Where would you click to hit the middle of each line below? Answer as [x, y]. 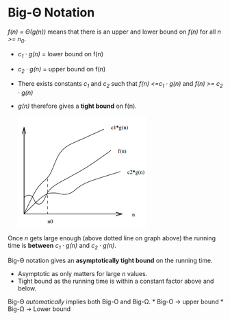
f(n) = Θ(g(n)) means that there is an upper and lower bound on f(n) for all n [115, 32]
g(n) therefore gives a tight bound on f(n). [77, 106]
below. [27, 288]
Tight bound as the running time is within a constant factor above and [116, 281]
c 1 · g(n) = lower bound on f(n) [61, 55]
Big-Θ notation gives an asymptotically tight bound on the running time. [110, 260]
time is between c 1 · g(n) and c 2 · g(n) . [62, 247]
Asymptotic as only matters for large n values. [82, 273]
